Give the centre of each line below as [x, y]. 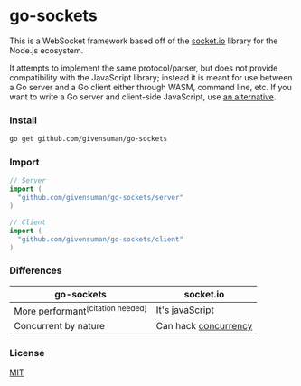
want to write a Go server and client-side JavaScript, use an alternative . [143, 97]
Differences [36, 270]
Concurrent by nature [60, 326]
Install [24, 120]
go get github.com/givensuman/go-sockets [89, 139]
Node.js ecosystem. [47, 50]
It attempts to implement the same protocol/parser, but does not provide [144, 68]
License [27, 353]
